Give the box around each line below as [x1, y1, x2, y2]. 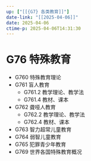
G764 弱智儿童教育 [14, 134, 61, 141]
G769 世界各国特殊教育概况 [14, 148, 82, 156]
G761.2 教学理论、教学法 [23, 89, 84, 96]
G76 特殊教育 [6, 53, 71, 66]
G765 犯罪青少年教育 [14, 141, 67, 148]
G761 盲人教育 [14, 81, 50, 88]
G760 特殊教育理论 [14, 74, 61, 81]
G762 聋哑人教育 [14, 104, 57, 111]
